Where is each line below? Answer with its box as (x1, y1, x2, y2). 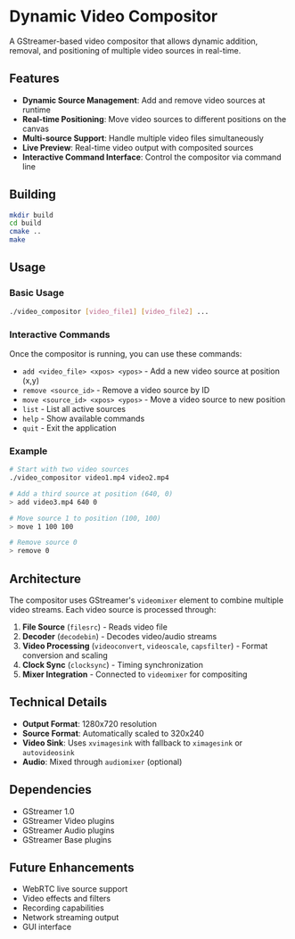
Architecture (9, 571, 82, 586)
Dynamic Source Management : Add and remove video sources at (21, 95, 266, 105)
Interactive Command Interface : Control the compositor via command (21, 152, 283, 162)
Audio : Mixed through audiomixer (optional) (21, 756, 183, 767)
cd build (9, 218, 42, 228)
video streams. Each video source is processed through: (9, 605, 217, 615)
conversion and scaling (21, 650, 109, 661)
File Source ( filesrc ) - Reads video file (21, 622, 168, 632)
